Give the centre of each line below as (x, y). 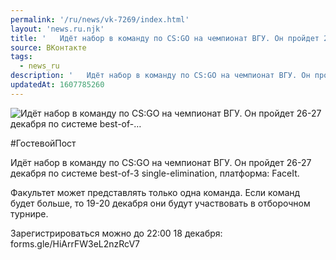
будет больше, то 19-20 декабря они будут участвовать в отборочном (160, 203)
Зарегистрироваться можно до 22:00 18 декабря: (116, 233)
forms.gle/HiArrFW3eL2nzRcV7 (75, 243)
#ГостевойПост (43, 143)
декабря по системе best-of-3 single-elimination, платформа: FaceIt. (155, 173)
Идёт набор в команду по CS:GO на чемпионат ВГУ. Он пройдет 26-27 (161, 162)
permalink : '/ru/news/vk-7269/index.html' (100, 19)
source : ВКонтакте (48, 47)
